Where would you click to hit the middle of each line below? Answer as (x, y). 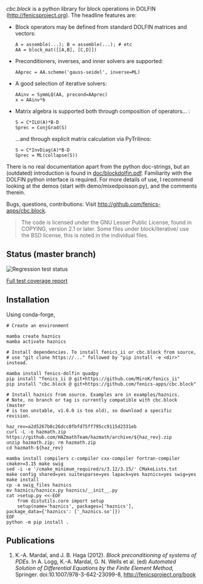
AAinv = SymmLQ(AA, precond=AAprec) (61, 95)
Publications (31, 541)
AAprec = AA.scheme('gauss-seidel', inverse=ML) (78, 72)
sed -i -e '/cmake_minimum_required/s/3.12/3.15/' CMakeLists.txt (92, 469)
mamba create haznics (34, 336)
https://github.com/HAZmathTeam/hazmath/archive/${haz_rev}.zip (89, 437)
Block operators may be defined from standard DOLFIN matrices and (101, 27)
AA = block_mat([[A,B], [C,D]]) (56, 50)
